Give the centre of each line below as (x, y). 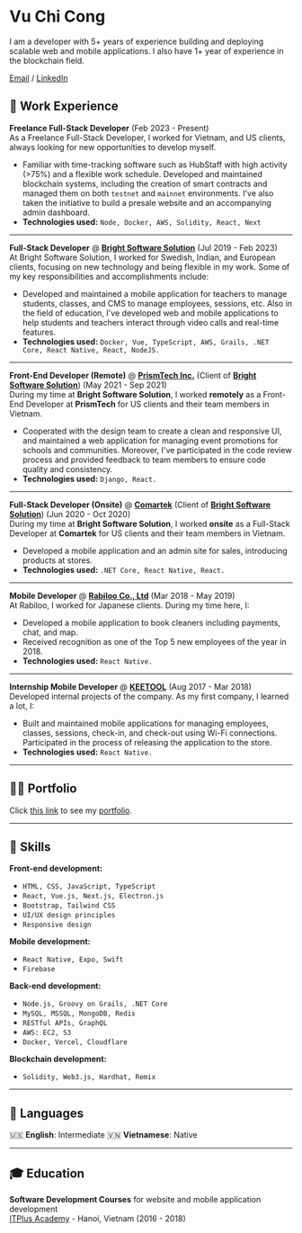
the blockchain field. (47, 60)
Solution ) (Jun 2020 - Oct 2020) (70, 514)
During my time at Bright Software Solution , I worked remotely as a (135, 394)
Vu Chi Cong (58, 17)
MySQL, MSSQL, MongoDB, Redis (79, 1014)
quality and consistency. (67, 469)
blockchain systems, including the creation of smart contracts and (145, 183)
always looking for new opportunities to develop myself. (113, 147)
